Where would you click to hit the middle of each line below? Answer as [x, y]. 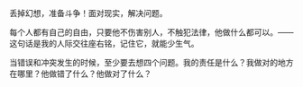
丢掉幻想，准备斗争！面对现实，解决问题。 [88, 13]
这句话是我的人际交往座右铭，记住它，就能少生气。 [104, 43]
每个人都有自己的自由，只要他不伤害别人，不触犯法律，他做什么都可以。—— [151, 32]
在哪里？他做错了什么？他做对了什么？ [80, 74]
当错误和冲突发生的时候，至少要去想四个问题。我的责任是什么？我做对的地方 [151, 62]
